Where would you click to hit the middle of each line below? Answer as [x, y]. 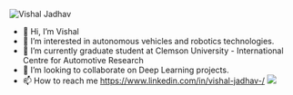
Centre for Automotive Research [83, 60]
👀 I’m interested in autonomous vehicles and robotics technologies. [148, 41]
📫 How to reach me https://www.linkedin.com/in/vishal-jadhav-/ [144, 81]
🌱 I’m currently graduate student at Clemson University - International [153, 51]
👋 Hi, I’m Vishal [51, 31]
